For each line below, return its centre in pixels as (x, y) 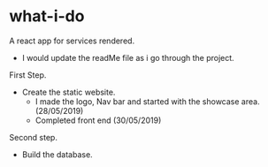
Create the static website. (69, 92)
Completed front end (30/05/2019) (98, 120)
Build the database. (57, 154)
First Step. (28, 75)
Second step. (33, 137)
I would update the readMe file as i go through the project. (128, 57)
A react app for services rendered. (72, 41)
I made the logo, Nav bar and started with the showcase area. (147, 101)
